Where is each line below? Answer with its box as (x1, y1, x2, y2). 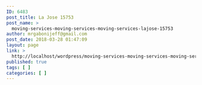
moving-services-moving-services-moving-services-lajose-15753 (11, 25, 173, 32)
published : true (6, 59, 47, 65)
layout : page (6, 42, 39, 48)
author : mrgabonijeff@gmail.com (6, 31, 87, 37)
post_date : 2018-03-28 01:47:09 (6, 37, 87, 42)
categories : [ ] (6, 70, 47, 76)
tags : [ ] (6, 64, 31, 71)
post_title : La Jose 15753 (6, 14, 74, 20)
